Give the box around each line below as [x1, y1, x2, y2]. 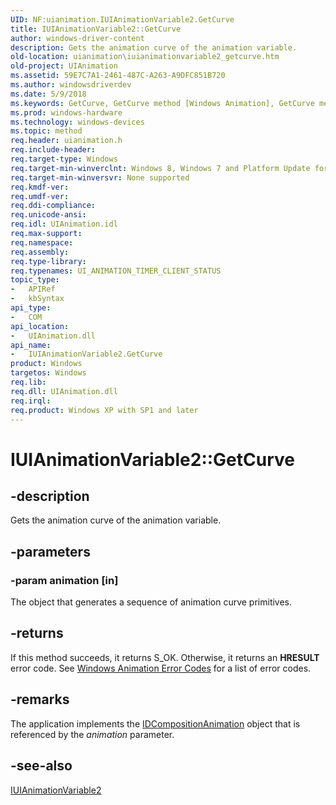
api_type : [10, 303, 52, 313]
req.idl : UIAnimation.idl [10, 219, 118, 230]
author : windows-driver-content [10, 33, 145, 43]
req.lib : [10, 377, 47, 387]
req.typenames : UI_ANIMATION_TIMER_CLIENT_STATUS [10, 266, 222, 276]
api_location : [10, 321, 70, 331]
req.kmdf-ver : [10, 182, 70, 192]
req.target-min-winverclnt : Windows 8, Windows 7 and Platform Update [10, 163, 311, 173]
